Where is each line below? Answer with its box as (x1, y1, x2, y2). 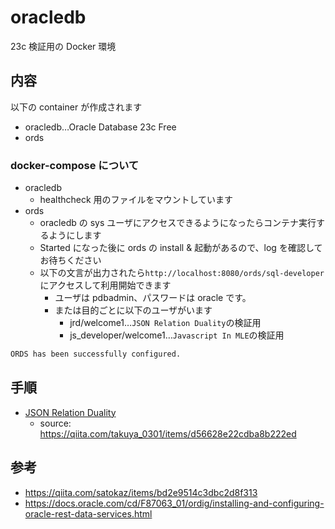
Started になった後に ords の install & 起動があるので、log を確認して (39, 242, 323, 254)
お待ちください (39, 254, 102, 266)
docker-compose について (10, 158, 140, 172)
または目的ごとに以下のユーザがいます (54, 304, 213, 316)
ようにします (48, 229, 102, 241)
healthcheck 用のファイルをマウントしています (39, 194, 234, 206)
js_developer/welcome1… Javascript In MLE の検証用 (69, 329, 285, 341)
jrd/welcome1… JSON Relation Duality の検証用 (69, 317, 262, 329)
